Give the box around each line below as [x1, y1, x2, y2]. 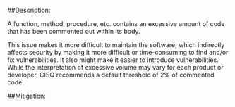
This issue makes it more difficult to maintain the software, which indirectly [7, 41, 225, 49]
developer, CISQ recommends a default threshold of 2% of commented [7, 70, 215, 79]
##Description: [7, 6, 51, 14]
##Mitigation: [7, 92, 46, 100]
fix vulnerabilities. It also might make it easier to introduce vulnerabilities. [7, 56, 219, 64]
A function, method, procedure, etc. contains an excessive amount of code [7, 20, 225, 27]
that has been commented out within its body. [7, 27, 140, 35]
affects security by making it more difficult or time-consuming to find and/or [7, 49, 229, 56]
